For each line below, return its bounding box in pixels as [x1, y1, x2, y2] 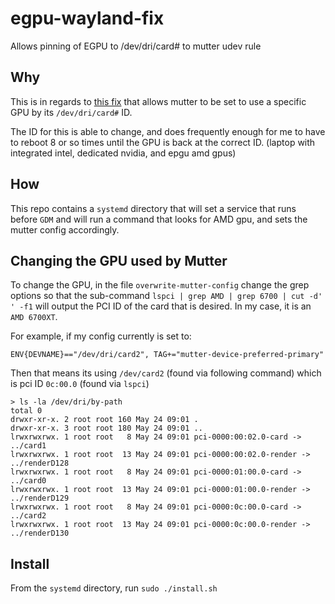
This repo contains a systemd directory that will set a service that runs [10, 202, 297, 214]
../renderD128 [10, 458, 70, 469]
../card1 [10, 441, 47, 451]
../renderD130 [10, 528, 70, 539]
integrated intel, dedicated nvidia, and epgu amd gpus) [10, 147, 237, 159]
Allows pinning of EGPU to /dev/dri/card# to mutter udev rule [10, 40, 262, 52]
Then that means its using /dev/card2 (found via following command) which [10, 367, 322, 379]
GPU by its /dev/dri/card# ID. [10, 106, 133, 118]
